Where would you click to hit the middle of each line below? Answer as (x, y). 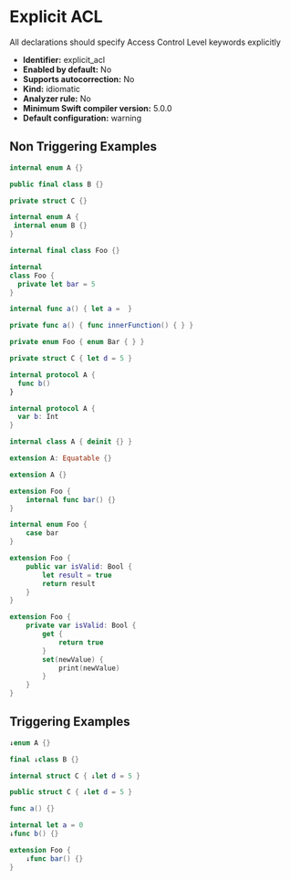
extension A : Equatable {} (61, 458)
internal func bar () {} (71, 499)
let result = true (77, 575)
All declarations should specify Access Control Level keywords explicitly (145, 42)
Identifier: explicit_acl (64, 59)
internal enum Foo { (49, 525)
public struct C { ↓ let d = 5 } (71, 792)
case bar (42, 533)
